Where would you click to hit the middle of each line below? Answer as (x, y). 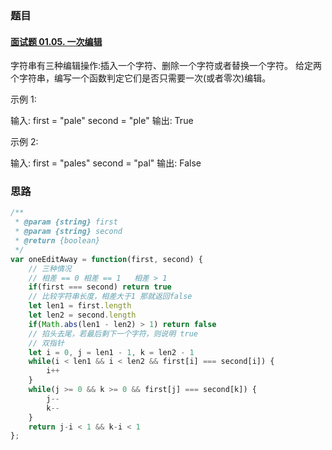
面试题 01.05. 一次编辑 (56, 41)
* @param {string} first (66, 222)
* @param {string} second (68, 232)
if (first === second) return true (100, 287)
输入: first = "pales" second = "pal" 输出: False (106, 163)
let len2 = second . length (82, 315)
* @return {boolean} (57, 241)
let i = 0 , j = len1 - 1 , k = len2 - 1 (111, 352)
